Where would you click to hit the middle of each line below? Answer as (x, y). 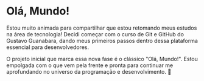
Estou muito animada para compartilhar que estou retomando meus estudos (102, 28)
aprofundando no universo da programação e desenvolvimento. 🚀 (89, 71)
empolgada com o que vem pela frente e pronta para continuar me (90, 65)
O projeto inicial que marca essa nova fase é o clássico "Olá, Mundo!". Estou (102, 59)
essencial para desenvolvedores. (48, 47)
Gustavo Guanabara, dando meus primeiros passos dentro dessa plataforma (102, 40)
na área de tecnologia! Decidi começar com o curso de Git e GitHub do (95, 34)
